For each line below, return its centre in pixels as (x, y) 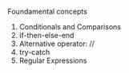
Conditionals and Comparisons (70, 27)
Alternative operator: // (57, 44)
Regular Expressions (53, 60)
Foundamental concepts (47, 12)
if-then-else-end (46, 35)
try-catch (34, 52)
